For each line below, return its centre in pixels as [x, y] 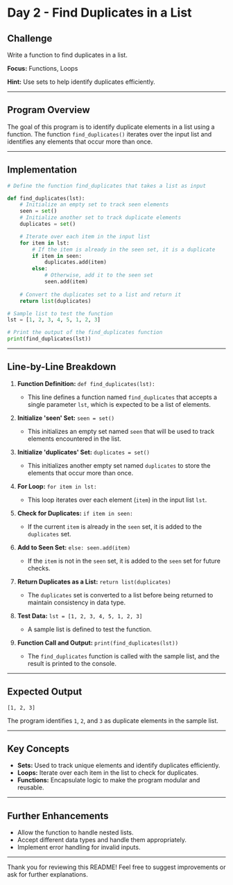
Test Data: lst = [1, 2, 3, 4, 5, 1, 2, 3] [80, 615]
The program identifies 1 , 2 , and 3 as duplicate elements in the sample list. [113, 720]
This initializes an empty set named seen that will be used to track [121, 431]
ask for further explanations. [48, 875]
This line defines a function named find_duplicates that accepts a [122, 397]
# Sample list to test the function [60, 313]
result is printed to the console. [72, 663]
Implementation [42, 170]
